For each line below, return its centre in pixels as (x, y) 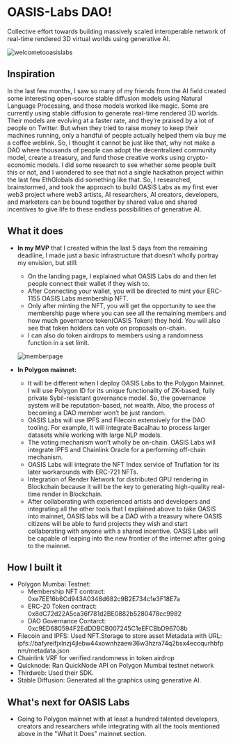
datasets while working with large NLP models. (95, 435)
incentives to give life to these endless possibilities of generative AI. (104, 209)
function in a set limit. (58, 342)
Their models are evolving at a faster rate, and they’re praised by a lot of (111, 120)
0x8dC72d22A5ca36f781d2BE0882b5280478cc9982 (105, 614)
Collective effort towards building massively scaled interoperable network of (116, 31)
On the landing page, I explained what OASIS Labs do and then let (122, 276)
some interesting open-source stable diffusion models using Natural (105, 98)
